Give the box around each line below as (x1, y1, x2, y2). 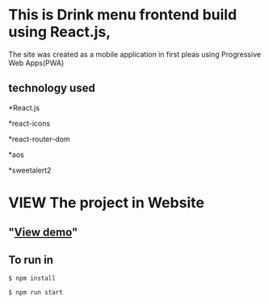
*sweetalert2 (8, 165, 52, 175)
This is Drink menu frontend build (8, 6, 237, 24)
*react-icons (8, 119, 51, 128)
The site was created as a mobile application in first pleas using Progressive (8, 49, 261, 59)
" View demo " (8, 226, 78, 239)
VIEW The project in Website (8, 194, 204, 211)
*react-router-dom (8, 134, 70, 144)
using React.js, (8, 23, 111, 41)
